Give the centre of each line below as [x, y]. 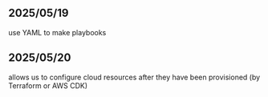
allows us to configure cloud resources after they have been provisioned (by [134, 77]
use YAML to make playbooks [57, 32]
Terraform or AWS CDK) [48, 85]
